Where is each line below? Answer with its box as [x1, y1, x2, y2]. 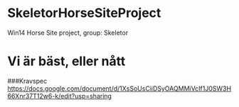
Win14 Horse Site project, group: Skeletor [7, 28, 129, 37]
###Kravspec [7, 77, 48, 85]
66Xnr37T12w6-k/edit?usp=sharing [7, 91, 112, 100]
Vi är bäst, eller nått [7, 53, 126, 69]
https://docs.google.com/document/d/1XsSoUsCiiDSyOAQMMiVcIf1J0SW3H [7, 84, 232, 93]
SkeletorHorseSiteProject [7, 5, 161, 21]
